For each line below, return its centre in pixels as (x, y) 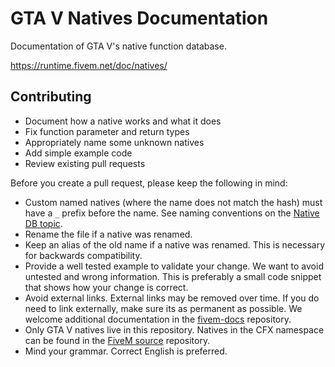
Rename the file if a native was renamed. (108, 234)
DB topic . (43, 223)
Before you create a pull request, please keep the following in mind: (149, 183)
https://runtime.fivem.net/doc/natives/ (89, 65)
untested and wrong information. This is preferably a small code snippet (173, 276)
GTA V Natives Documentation (139, 18)
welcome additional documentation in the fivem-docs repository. (158, 319)
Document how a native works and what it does (123, 121)
